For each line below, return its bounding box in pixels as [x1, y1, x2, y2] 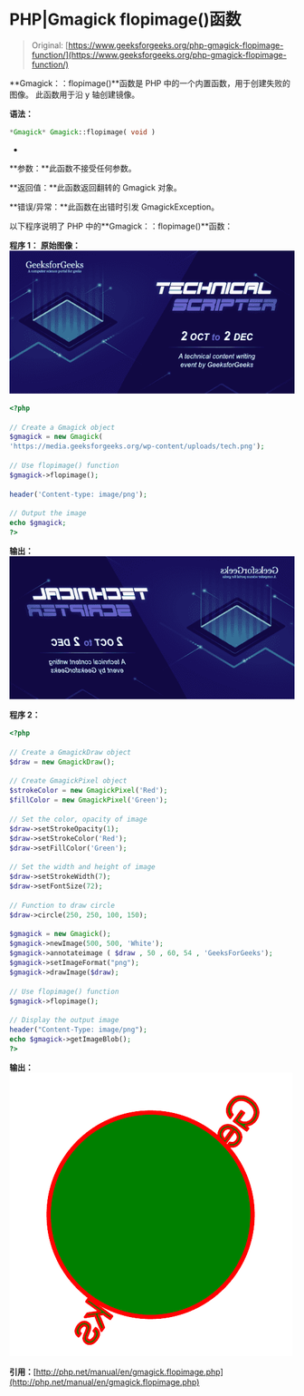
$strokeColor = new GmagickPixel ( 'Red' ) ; [9, 786, 168, 796]
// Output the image [9, 509, 88, 518]
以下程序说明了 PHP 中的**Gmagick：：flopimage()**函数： [9, 220, 233, 231]
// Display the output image [9, 1016, 119, 1025]
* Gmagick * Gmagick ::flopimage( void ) [9, 127, 156, 137]
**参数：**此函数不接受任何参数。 [9, 162, 138, 173]
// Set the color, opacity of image [9, 815, 147, 824]
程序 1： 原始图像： [9, 239, 81, 250]
